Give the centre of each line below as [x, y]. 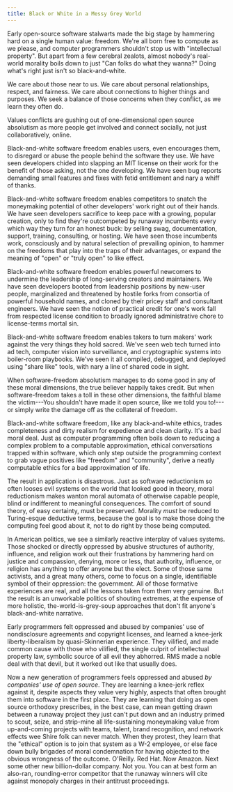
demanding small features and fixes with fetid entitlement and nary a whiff [114, 178]
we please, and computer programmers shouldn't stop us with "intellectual [114, 48]
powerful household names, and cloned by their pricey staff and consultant [115, 301]
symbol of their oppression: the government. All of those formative [103, 584]
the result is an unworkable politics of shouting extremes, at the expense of [115, 598]
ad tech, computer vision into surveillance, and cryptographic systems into [114, 351]
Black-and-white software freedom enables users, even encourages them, [114, 148]
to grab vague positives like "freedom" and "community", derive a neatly [111, 460]
